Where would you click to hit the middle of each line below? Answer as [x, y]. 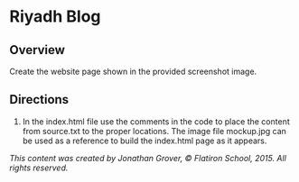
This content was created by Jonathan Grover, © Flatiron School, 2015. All [148, 158]
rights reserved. [39, 168]
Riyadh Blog [55, 17]
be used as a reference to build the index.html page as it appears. [145, 141]
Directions [39, 100]
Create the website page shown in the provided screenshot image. [133, 71]
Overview [37, 50]
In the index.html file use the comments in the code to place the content [156, 121]
